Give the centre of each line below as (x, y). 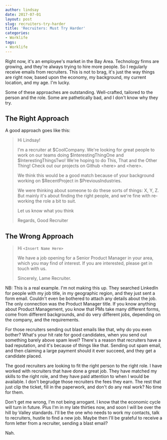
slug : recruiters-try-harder (35, 24)
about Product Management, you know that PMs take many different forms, (83, 309)
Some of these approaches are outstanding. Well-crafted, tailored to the (79, 92)
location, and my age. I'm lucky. (38, 82)
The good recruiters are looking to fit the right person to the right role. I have (83, 366)
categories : (17, 33)
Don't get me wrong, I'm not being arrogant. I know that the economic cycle (83, 402)
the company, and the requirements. (42, 320)
